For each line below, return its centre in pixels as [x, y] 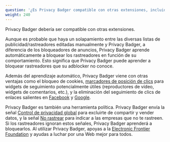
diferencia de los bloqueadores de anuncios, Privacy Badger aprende [77, 50]
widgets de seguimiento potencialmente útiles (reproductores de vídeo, [80, 86]
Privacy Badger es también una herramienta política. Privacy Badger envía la [85, 107]
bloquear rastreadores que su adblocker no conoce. [59, 66]
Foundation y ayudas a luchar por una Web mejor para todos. [69, 134]
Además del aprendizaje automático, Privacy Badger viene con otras [77, 76]
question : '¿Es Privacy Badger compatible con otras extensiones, [77, 10]
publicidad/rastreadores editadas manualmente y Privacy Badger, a [75, 44]
